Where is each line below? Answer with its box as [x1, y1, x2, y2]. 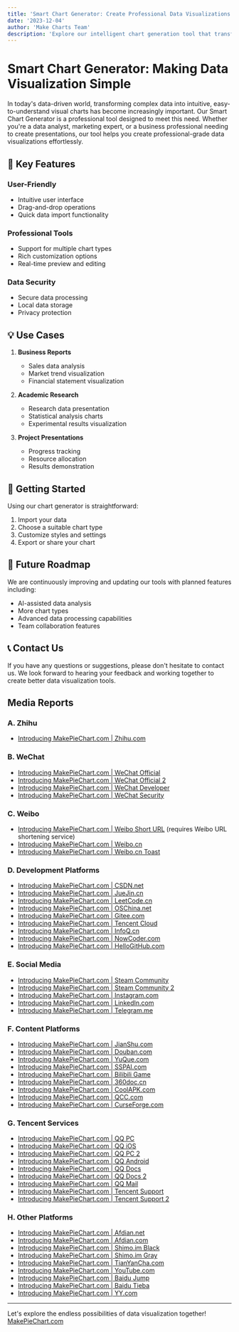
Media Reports [7, 697, 74, 709]
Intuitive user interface [17, 195, 84, 203]
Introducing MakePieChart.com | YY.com [17, 1289, 138, 1298]
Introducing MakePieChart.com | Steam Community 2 [17, 983, 175, 992]
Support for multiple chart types [17, 245, 112, 253]
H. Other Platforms [7, 1213, 73, 1222]
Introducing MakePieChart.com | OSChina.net [17, 904, 152, 912]
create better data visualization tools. [7, 676, 116, 685]
